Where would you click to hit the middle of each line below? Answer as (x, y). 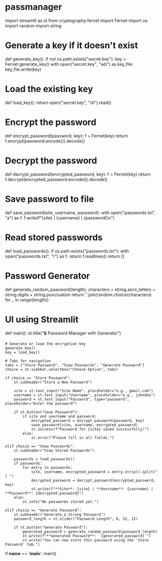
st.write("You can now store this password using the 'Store (86, 541)
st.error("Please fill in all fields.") (72, 438)
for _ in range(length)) (27, 300)
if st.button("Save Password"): (46, 412)
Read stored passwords (54, 237)
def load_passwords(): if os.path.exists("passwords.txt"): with (67, 251)
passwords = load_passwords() (45, 459)
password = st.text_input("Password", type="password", (72, 400)
